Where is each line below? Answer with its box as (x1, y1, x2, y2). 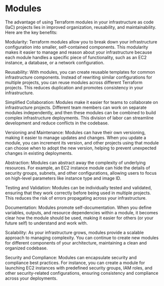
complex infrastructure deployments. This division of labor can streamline (5, 115, 154, 121)
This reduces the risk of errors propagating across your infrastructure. (5, 195, 147, 201)
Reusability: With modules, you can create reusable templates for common (5, 69, 155, 75)
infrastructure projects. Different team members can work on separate (5, 104, 147, 110)
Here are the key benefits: (5, 29, 58, 35)
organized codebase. (5, 245, 48, 251)
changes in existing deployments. (5, 150, 73, 156)
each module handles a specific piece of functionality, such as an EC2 (5, 54, 147, 60)
